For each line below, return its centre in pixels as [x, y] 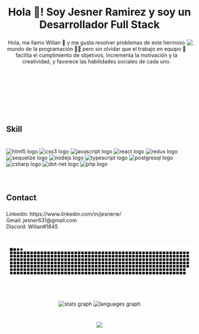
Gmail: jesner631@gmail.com [41, 220]
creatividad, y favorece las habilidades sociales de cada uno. [97, 62]
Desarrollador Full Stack [99, 25]
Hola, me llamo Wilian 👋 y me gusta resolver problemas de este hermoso [97, 43]
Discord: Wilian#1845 [32, 226]
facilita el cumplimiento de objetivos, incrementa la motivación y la [97, 55]
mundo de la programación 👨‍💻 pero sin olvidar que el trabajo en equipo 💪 [97, 49]
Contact [21, 197]
